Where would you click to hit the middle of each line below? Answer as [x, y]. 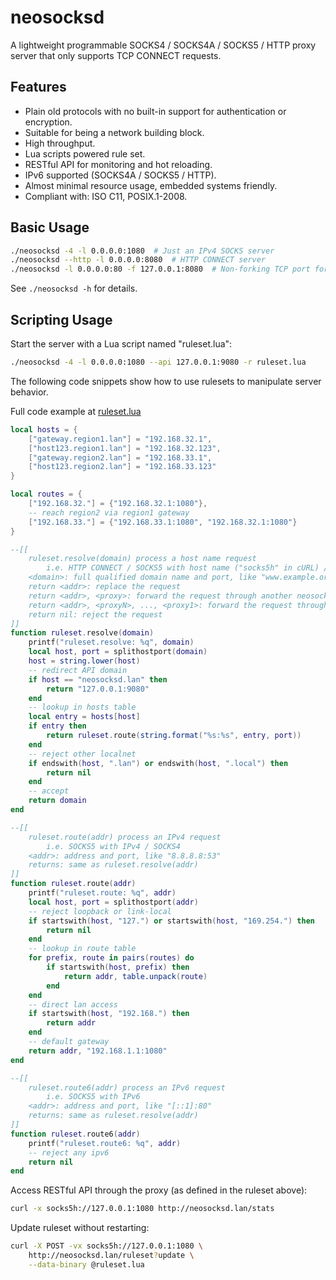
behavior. [29, 392]
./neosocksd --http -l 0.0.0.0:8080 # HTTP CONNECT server [138, 260]
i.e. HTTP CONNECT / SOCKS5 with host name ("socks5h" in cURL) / [187, 568]
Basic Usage [50, 227]
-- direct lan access [73, 1004]
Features [38, 87]
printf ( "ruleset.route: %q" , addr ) [102, 893]
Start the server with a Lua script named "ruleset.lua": [121, 344]
